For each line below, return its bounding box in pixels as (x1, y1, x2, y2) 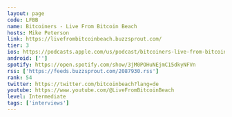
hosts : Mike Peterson (7, 29, 70, 36)
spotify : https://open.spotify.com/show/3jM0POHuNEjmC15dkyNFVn (7, 61, 196, 68)
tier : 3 (7, 42, 30, 49)
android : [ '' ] (7, 55, 48, 62)
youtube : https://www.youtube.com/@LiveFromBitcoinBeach (7, 87, 175, 94)
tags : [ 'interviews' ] (7, 100, 70, 107)
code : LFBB (7, 17, 39, 23)
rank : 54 (7, 74, 32, 81)
